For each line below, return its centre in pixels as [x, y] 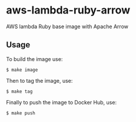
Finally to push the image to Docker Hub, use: [61, 102]
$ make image [22, 70]
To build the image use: [34, 59]
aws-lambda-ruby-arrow [68, 10]
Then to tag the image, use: [39, 80]
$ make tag [19, 91]
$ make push [21, 113]
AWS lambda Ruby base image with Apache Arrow [67, 26]
